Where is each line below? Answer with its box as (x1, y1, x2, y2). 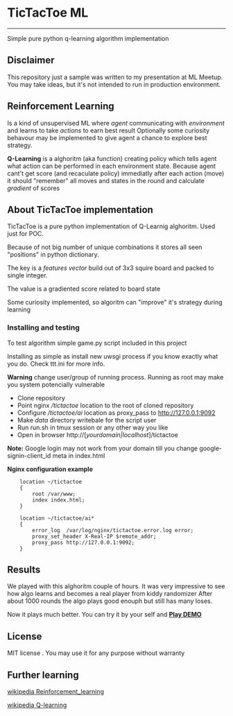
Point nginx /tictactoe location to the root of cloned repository (17, 401, 194, 409)
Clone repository (17, 393, 66, 402)
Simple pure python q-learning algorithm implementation (7, 34, 169, 42)
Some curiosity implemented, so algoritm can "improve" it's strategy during (7, 298, 223, 307)
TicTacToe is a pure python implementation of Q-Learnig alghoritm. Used (7, 222, 216, 230)
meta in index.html (52, 451, 105, 459)
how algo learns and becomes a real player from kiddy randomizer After (7, 590, 213, 598)
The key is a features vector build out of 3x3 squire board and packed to (7, 264, 214, 272)
